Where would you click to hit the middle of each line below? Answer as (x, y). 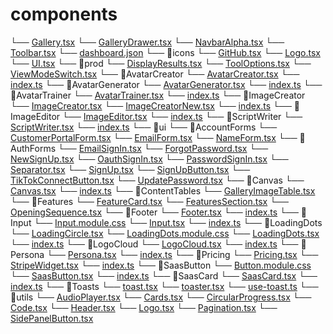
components (64, 14)
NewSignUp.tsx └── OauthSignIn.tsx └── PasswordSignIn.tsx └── (149, 159)
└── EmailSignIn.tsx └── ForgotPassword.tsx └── (163, 148)
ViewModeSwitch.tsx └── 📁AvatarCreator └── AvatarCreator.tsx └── (155, 74)
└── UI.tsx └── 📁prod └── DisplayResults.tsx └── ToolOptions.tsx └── (161, 63)
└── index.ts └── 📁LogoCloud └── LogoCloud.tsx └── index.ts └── (154, 244)
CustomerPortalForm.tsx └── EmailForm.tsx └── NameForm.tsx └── (154, 137)
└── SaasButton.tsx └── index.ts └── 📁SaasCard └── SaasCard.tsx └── (164, 275)
